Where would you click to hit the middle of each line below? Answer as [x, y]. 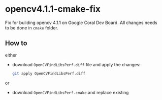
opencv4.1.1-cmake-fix [53, 9]
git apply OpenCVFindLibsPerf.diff [49, 74]
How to [16, 43]
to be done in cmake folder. [32, 27]
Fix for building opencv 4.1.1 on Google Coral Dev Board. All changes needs [81, 23]
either [11, 55]
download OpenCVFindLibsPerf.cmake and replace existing [70, 92]
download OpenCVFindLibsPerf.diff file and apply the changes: [76, 64]
